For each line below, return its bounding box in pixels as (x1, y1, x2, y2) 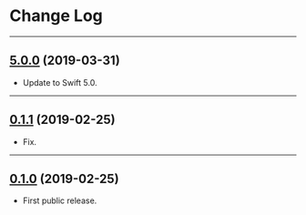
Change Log (9, 5, 103, 26)
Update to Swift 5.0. (22, 77, 97, 87)
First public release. (22, 195, 97, 206)
